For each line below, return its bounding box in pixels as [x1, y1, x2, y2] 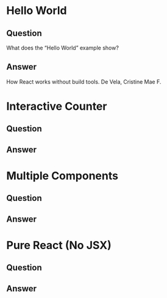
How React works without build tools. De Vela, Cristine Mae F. [6, 78, 162, 85]
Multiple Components [6, 169, 119, 183]
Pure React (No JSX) [6, 238, 112, 252]
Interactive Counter [6, 100, 107, 113]
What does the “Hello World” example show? [6, 44, 119, 51]
